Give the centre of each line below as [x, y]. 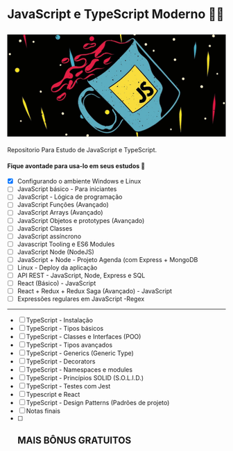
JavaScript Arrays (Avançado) [60, 213]
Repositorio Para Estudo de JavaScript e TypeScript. [82, 150]
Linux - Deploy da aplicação [57, 268]
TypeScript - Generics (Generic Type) [80, 353]
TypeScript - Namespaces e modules [79, 370]
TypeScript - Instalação [60, 320]
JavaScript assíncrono [49, 236]
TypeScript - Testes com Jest [68, 386]
